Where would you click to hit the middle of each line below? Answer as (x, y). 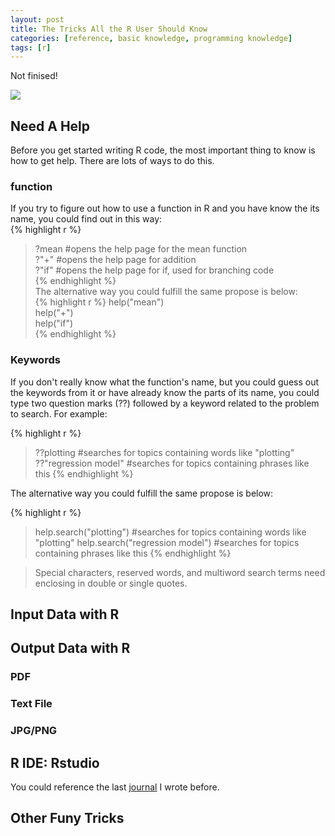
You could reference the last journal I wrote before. (115, 787)
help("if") (54, 323)
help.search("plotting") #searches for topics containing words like (170, 532)
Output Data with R (70, 648)
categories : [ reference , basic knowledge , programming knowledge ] (151, 38)
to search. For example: (59, 413)
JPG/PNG (34, 731)
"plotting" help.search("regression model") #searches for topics (167, 542)
